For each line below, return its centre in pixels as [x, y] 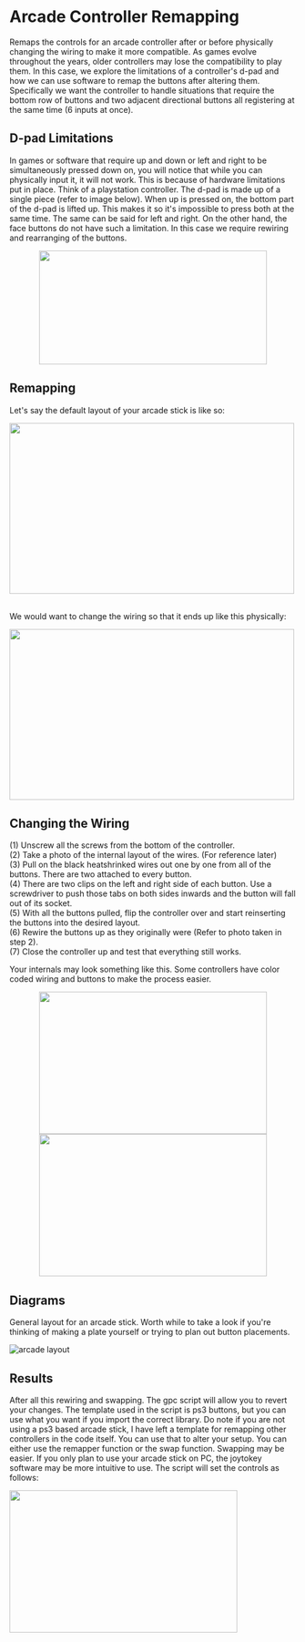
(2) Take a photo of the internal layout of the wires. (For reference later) [143, 855]
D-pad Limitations [61, 138]
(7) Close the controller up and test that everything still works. [126, 952]
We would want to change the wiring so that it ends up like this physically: [148, 616]
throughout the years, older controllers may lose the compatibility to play [146, 61]
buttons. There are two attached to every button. [101, 874]
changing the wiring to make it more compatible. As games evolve [133, 51]
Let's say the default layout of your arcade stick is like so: [117, 410]
